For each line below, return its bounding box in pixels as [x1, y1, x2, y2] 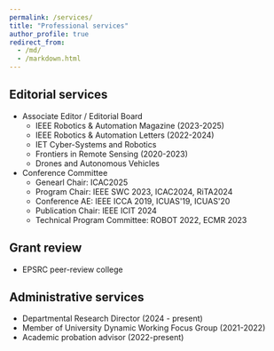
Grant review [9, 241, 82, 256]
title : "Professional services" [9, 21, 129, 30]
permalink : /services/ [9, 12, 93, 22]
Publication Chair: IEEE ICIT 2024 [35, 205, 158, 216]
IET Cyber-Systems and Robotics [35, 139, 157, 149]
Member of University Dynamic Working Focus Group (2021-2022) [21, 323, 266, 333]
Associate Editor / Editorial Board [21, 110, 144, 121]
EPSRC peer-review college [21, 264, 123, 275]
